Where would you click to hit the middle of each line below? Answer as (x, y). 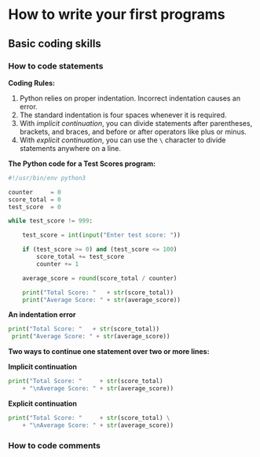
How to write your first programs (117, 15)
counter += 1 (58, 264)
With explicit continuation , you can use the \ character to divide (123, 140)
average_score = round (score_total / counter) (100, 278)
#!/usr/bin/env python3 (47, 178)
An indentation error (42, 315)
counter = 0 (35, 192)
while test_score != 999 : (50, 221)
